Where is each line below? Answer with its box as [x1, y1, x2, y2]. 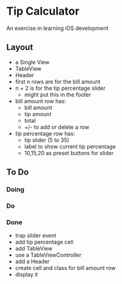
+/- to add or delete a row [24, 123, 90, 131]
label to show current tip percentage [24, 142, 116, 150]
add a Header [15, 258, 50, 265]
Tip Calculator [6, 4, 80, 18]
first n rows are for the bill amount [15, 78, 101, 85]
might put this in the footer [24, 90, 91, 98]
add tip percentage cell [15, 238, 74, 246]
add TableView [15, 245, 53, 252]
